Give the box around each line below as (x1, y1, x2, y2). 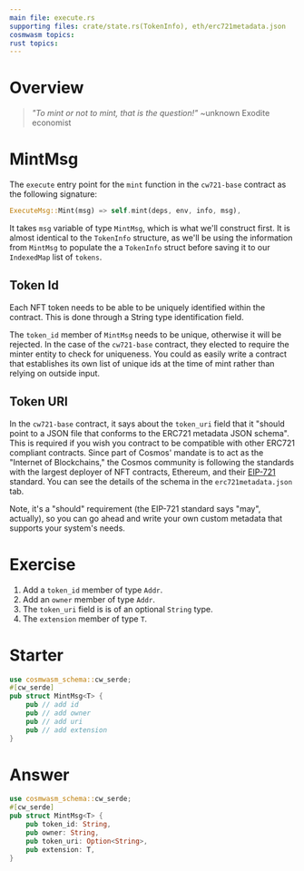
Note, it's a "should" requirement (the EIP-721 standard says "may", (9, 503, 261, 514)
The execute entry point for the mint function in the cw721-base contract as (9, 179, 287, 191)
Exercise (9, 554, 76, 574)
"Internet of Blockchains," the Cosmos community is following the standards (9, 456, 295, 467)
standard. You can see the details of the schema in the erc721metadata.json (9, 475, 293, 486)
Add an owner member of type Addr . (22, 593, 156, 604)
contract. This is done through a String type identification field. (9, 311, 244, 322)
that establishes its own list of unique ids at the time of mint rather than (9, 357, 275, 368)
